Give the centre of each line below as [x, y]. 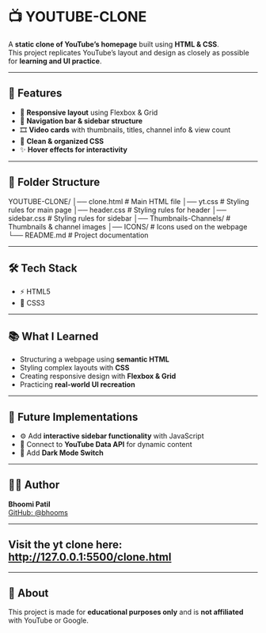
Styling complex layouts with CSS [74, 368]
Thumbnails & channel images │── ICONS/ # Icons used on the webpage [128, 226]
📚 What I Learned [53, 336]
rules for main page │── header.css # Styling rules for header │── [118, 210]
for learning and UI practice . [55, 61]
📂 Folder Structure [54, 182]
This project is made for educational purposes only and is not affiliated [126, 612]
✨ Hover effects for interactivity [74, 150]
